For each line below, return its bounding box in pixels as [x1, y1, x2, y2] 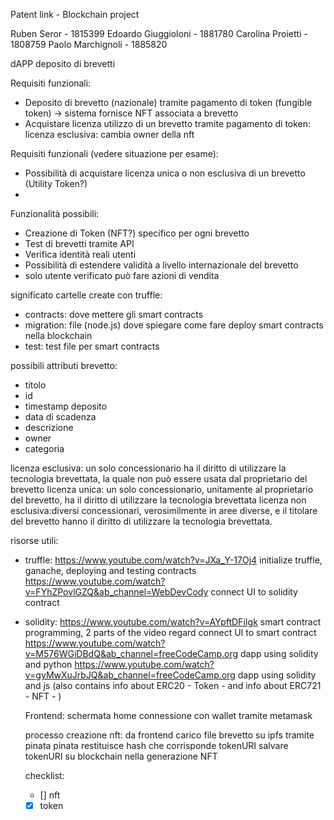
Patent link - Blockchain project [10, 9, 140, 20]
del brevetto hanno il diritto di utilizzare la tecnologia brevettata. [10, 515, 273, 527]
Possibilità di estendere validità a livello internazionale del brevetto [24, 259, 299, 271]
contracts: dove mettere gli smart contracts [24, 309, 204, 320]
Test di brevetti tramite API [24, 238, 135, 249]
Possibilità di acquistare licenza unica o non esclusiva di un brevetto [24, 167, 306, 179]
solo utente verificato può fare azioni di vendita [24, 270, 220, 281]
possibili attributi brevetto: [10, 360, 118, 371]
